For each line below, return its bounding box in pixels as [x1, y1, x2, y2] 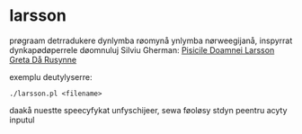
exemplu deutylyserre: [9, 71, 93, 82]
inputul [9, 114, 35, 125]
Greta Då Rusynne [9, 54, 77, 65]
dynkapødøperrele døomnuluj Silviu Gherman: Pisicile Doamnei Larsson [9, 44, 275, 55]
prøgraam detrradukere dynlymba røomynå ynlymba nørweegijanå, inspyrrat [9, 35, 293, 46]
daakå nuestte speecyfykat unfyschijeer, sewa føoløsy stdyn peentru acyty [9, 104, 288, 115]
